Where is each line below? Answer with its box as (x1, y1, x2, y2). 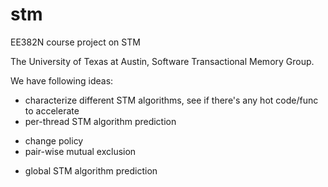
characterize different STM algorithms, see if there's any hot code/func (24, 94, 319, 106)
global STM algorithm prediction (24, 164, 158, 177)
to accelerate (24, 104, 80, 117)
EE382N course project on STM (10, 36, 141, 48)
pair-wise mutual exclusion (24, 145, 137, 157)
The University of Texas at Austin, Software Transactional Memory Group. (10, 55, 315, 67)
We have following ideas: (10, 74, 114, 87)
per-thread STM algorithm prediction (24, 115, 177, 127)
